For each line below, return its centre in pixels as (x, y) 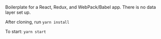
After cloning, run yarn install (37, 22)
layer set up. (18, 12)
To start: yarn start (26, 31)
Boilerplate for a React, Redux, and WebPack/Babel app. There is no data (81, 7)
